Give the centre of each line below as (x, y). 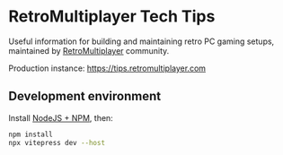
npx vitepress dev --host (57, 142)
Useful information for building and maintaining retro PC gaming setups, (141, 41)
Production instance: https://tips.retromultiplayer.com (107, 68)
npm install (31, 134)
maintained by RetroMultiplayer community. (89, 50)
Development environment (85, 96)
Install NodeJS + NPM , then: (61, 117)
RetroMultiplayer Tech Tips (112, 17)
